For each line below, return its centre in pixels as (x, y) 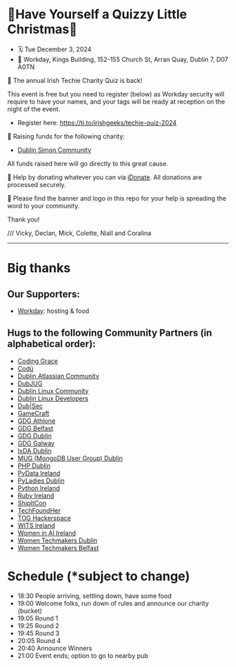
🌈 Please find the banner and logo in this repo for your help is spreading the (117, 198)
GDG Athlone (37, 421)
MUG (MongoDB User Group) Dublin (70, 458)
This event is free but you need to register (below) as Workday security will (116, 94)
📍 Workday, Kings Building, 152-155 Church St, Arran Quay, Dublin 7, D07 (123, 59)
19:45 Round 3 (38, 633)
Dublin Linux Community (53, 390)
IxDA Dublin (34, 450)
